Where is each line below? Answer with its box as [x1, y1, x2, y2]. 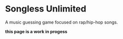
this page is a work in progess [5, 28, 67, 34]
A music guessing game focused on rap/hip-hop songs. [5, 19, 118, 25]
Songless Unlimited [5, 3, 87, 14]
